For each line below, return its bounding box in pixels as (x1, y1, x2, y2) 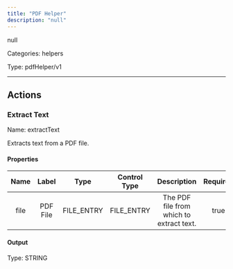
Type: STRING (7, 254, 48, 262)
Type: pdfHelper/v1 (7, 62, 62, 71)
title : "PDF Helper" (7, 10, 67, 17)
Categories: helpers (7, 49, 64, 58)
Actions (7, 89, 42, 101)
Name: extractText (7, 125, 60, 134)
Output (7, 238, 28, 246)
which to (162, 210, 191, 220)
